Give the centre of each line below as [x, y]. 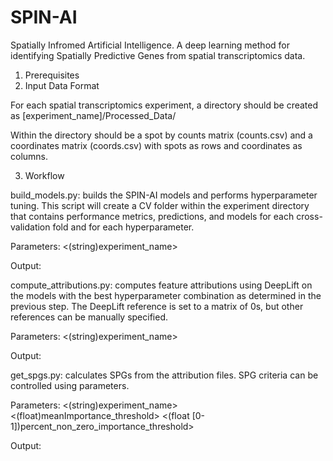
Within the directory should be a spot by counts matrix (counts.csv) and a [161, 135]
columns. [29, 156]
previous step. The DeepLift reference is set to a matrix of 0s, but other [157, 306]
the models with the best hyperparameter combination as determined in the [166, 295]
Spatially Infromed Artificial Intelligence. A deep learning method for [150, 45]
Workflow [44, 175]
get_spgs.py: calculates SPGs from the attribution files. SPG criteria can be [164, 375]
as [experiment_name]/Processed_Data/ [93, 115]
